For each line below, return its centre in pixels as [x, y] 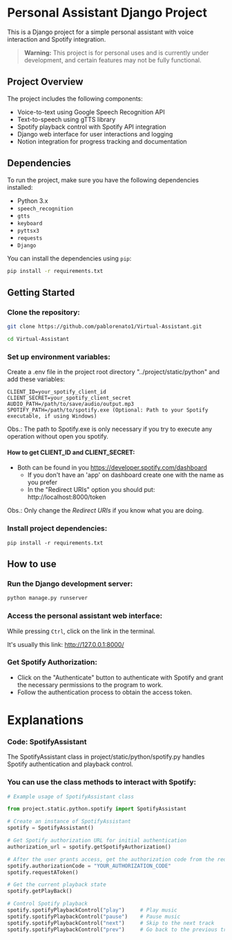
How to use [32, 564]
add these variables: [36, 380]
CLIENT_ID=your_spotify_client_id [57, 392]
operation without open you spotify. [58, 436]
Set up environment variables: [59, 357]
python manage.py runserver [48, 598]
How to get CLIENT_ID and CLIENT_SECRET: [71, 452]
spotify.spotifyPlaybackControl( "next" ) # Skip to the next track [111, 923]
